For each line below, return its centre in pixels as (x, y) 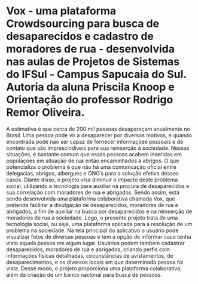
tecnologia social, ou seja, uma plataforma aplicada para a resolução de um (99, 224)
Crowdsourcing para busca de (83, 24)
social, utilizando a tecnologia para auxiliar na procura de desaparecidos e (98, 186)
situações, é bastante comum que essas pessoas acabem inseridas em (94, 154)
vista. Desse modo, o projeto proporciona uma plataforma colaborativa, (94, 268)
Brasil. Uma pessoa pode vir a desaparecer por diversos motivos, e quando (99, 135)
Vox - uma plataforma (61, 11)
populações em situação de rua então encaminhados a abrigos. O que (93, 160)
